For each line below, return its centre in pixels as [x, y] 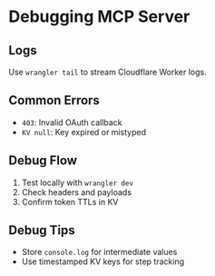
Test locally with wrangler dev [77, 182]
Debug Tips [42, 230]
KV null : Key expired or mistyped [84, 132]
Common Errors [54, 100]
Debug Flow [43, 161]
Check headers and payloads [77, 192]
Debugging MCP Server [99, 17]
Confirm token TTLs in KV [70, 202]
